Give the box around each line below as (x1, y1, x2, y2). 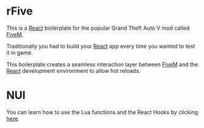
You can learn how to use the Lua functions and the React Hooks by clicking (6, 108, 199, 116)
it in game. (6, 49, 33, 56)
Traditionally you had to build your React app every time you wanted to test (6, 42, 195, 50)
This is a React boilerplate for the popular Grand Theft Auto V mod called (6, 24, 190, 32)
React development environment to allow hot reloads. (6, 67, 140, 74)
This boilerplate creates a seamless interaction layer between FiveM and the (6, 61, 199, 68)
